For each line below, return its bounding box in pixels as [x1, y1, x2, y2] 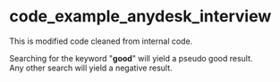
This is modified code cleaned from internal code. [9, 36, 193, 46]
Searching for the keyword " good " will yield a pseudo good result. [9, 53, 253, 63]
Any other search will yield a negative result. [9, 62, 173, 73]
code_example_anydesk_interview [9, 6, 272, 27]
